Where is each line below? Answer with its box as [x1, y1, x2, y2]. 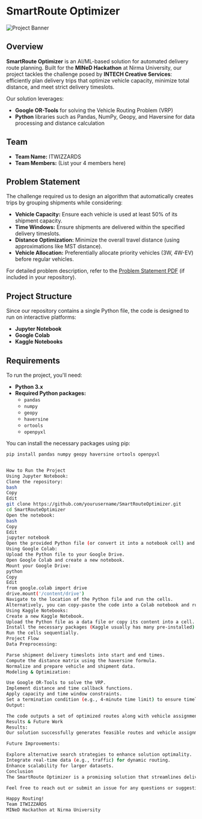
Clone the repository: [6, 479, 63, 485]
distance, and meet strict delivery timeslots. [6, 83, 115, 90]
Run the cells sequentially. [6, 630, 79, 636]
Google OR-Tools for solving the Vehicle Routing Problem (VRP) [14, 107, 173, 114]
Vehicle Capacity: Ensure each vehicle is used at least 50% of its [14, 211, 178, 218]
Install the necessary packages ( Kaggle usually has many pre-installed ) [6, 624, 195, 630]
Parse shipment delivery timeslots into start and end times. [6, 652, 165, 658]
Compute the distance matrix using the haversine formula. [6, 657, 158, 664]
